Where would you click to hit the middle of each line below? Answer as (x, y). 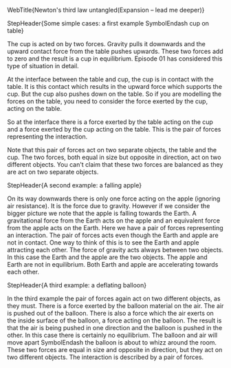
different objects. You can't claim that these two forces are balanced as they (115, 164)
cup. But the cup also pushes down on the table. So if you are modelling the (114, 94)
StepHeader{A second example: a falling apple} (75, 185)
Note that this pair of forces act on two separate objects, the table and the (112, 150)
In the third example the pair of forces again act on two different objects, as (114, 298)
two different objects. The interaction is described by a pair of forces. (106, 357)
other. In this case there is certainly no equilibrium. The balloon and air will (112, 335)
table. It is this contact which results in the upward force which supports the (114, 86)
